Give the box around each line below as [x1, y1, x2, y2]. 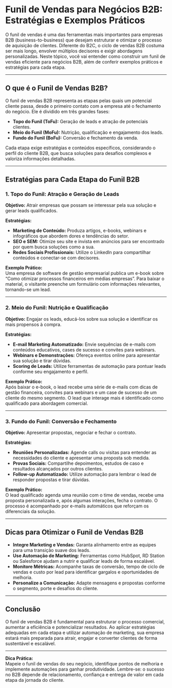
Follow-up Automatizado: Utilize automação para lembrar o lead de [12, 471, 157, 478]
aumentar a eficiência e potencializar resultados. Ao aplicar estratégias [5, 624, 155, 630]
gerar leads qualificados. [5, 208, 58, 214]
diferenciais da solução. [5, 508, 56, 515]
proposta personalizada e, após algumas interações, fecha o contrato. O [5, 498, 158, 504]
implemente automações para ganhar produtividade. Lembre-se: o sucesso [5, 666, 165, 672]
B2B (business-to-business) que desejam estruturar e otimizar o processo [5, 37, 162, 43]
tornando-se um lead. [5, 286, 51, 293]
